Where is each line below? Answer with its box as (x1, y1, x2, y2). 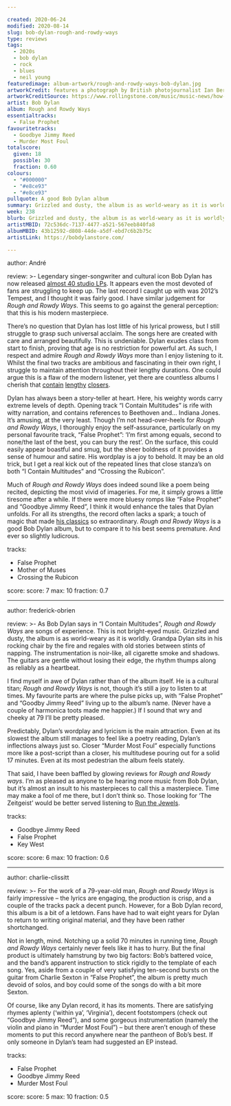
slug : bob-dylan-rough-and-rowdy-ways (7, 29, 118, 36)
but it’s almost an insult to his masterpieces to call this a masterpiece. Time (7, 784, 220, 792)
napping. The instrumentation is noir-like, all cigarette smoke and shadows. (7, 649, 220, 657)
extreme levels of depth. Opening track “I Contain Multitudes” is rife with (7, 401, 213, 410)
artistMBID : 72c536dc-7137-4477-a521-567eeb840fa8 (7, 221, 155, 228)
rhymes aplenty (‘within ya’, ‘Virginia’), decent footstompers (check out (7, 1009, 208, 1017)
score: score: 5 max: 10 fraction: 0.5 (7, 1093, 109, 1101)
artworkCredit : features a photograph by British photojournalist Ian (7, 87, 214, 94)
